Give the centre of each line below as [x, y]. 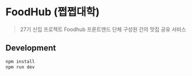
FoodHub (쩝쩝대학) [53, 12]
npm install [20, 61]
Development [31, 48]
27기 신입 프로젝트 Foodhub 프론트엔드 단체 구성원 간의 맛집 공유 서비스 [103, 29]
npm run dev [20, 67]
